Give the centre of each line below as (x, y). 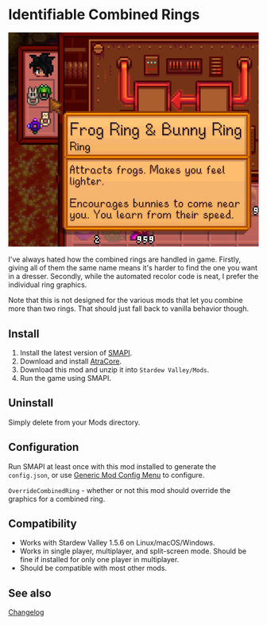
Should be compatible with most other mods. (93, 568)
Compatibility (43, 524)
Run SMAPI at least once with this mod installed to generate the (112, 466)
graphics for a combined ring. (57, 499)
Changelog (26, 612)
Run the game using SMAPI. (65, 378)
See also (30, 593)
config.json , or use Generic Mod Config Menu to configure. (106, 475)
